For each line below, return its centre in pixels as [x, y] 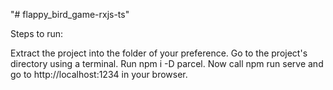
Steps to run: [37, 33]
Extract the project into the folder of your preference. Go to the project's [159, 53]
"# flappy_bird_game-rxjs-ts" [70, 14]
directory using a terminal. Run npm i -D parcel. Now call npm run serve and [167, 63]
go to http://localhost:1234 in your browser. [99, 74]
